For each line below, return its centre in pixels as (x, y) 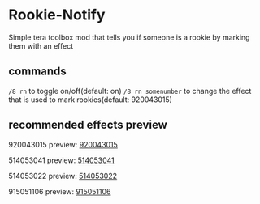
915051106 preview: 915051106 (60, 191)
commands (37, 72)
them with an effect (41, 45)
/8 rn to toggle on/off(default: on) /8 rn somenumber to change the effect (130, 91)
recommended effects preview (88, 125)
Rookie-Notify (57, 15)
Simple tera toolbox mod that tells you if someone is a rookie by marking (129, 37)
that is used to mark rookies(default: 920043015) (91, 100)
